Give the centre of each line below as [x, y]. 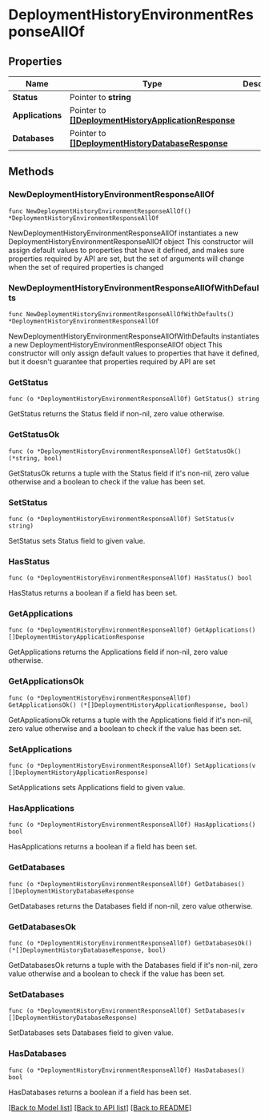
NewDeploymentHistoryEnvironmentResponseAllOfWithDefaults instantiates [134, 336]
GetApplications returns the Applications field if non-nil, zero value [118, 652]
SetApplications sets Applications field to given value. [97, 788]
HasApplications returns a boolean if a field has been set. [103, 847]
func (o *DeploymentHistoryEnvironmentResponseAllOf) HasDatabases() [127, 1070]
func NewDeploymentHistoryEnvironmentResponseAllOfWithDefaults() [121, 314]
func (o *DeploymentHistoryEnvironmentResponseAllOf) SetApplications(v [132, 766]
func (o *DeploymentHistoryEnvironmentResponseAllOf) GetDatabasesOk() [130, 943]
